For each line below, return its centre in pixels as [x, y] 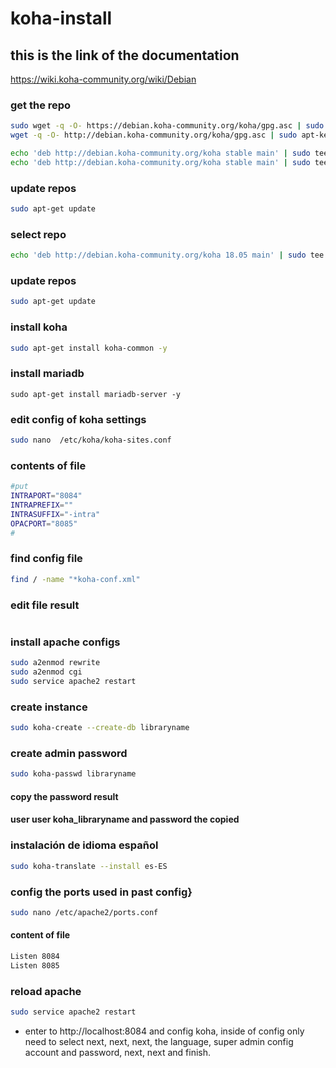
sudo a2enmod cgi [46, 672]
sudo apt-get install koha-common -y [89, 348]
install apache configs [65, 642]
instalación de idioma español [84, 845]
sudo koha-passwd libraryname [73, 774]
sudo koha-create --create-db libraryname [100, 728]
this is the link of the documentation [125, 55]
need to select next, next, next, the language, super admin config [159, 1041]
